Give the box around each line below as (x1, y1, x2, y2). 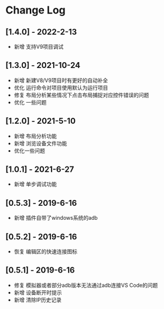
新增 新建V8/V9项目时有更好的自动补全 (13, 77, 108, 84)
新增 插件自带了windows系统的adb (13, 215, 98, 222)
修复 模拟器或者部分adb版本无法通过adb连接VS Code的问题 (13, 281, 158, 288)
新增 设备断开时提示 (13, 288, 62, 296)
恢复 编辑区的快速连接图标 (13, 248, 77, 255)
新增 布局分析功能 (13, 133, 57, 140)
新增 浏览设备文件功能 (13, 140, 67, 147)
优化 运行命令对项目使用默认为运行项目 (13, 84, 108, 91)
